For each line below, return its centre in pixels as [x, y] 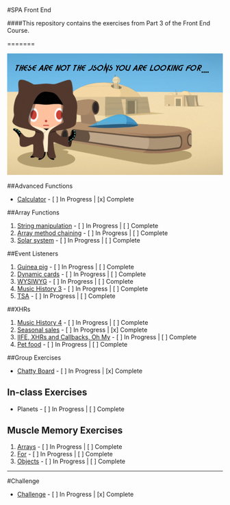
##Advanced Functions [40, 186]
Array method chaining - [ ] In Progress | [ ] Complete [92, 233]
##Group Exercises [34, 357]
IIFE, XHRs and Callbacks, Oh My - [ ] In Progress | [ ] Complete [107, 337]
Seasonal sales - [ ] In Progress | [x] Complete [82, 330]
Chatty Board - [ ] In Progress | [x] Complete [79, 371]
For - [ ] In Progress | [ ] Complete [65, 454]
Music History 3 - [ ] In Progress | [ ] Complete [82, 288]
